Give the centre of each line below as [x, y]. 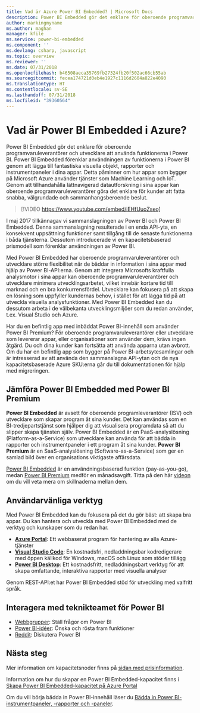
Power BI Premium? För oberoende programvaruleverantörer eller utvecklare [100, 333]
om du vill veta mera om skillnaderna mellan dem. [67, 482]
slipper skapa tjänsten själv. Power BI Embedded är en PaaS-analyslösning [98, 432]
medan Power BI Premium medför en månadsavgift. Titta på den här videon [99, 475]
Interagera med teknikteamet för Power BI [85, 608]
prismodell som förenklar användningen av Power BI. [71, 246]
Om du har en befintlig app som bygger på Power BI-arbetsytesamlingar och [100, 351]
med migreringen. [28, 370]
